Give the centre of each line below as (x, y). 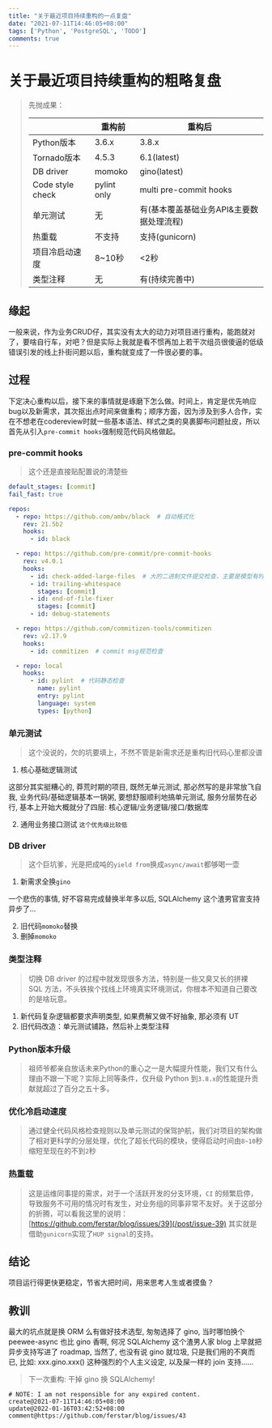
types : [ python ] (65, 711)
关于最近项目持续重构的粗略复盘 (115, 81)
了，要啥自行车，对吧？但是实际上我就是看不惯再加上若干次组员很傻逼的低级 (136, 342)
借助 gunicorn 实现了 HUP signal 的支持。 (93, 1234)
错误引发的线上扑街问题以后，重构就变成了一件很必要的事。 (108, 352)
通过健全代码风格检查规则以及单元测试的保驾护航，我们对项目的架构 (142, 1131)
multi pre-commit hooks (186, 190)
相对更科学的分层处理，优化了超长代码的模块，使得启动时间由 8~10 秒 (149, 1141)
